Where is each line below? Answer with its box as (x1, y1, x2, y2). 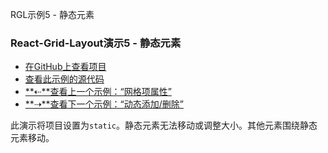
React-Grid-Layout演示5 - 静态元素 (10, 36, 182, 50)
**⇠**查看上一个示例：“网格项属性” (24, 86, 172, 98)
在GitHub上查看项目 (24, 61, 107, 73)
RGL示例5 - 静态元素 (10, 9, 95, 20)
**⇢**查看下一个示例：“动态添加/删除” (24, 98, 184, 110)
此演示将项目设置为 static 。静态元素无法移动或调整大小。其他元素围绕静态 (10, 119, 318, 132)
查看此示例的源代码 (24, 73, 105, 85)
